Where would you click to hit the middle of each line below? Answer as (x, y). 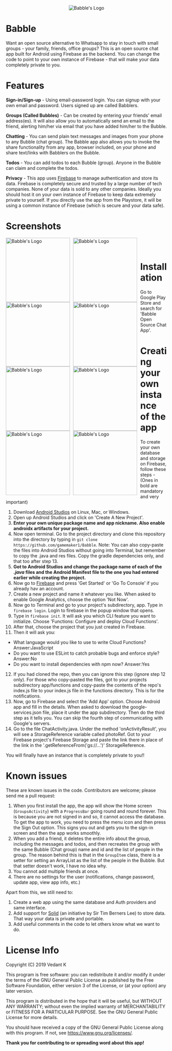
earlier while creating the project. (49, 577)
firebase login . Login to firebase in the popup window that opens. (84, 610)
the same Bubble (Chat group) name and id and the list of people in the (88, 849)
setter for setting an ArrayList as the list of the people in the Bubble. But (89, 860)
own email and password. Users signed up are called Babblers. (72, 105)
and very (150, 496)
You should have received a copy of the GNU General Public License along (84, 1027)
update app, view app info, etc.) (47, 882)
